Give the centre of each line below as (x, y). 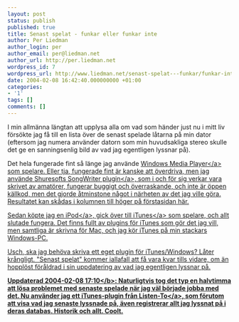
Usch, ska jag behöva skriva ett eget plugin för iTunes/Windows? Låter (111, 251)
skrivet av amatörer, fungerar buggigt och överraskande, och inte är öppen (117, 186)
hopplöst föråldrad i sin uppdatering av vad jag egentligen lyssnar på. (109, 266)
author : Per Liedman (38, 41)
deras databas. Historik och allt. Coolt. (65, 311)
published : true (31, 27)
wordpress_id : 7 (31, 67)
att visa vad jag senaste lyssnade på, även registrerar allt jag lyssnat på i (117, 303)
